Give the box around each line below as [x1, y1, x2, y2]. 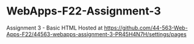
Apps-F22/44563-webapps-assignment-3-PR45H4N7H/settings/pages [6, 30, 187, 37]
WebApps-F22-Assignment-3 [6, 4, 162, 18]
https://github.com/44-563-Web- [104, 24, 188, 31]
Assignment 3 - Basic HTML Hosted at [6, 24, 103, 31]
